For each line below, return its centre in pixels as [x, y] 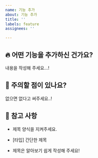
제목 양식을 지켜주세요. [35, 129]
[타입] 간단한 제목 [30, 140]
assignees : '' [20, 29]
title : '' [16, 19]
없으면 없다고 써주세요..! [29, 98]
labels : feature [22, 24]
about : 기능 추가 [21, 15]
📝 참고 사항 [21, 116]
